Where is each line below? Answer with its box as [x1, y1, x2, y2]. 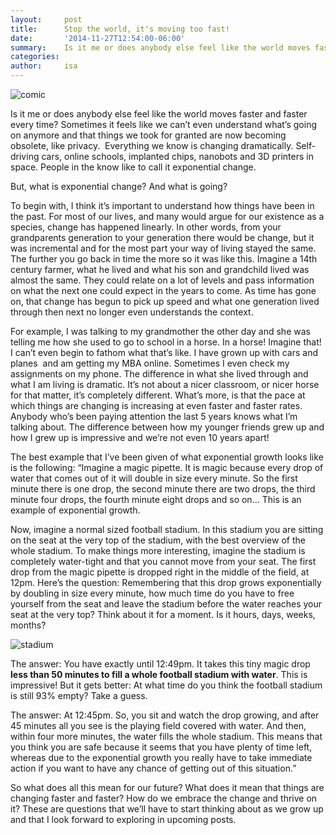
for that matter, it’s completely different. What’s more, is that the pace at [10, 389, 306, 401]
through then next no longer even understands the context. [10, 306, 254, 318]
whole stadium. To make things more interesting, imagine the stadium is [10, 545, 306, 556]
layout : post [10, 14, 83, 25]
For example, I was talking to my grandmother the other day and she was [10, 326, 311, 337]
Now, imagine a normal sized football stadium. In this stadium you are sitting [10, 524, 324, 535]
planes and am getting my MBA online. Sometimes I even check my [10, 357, 290, 369]
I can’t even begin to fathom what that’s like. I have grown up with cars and [10, 347, 318, 358]
